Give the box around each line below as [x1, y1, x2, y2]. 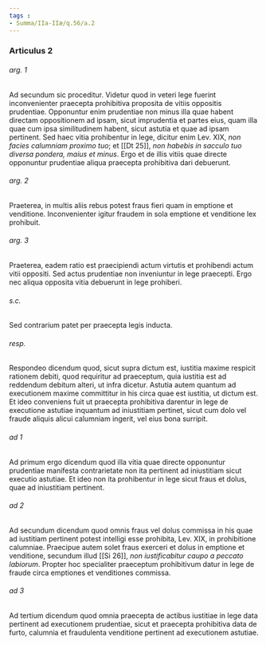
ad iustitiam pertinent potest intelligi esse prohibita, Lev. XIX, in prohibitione [9, 533, 256, 543]
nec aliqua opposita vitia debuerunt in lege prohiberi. [9, 277, 182, 287]
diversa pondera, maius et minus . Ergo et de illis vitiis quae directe [9, 149, 228, 159]
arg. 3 [9, 236, 29, 246]
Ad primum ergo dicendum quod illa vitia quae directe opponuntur [9, 457, 225, 466]
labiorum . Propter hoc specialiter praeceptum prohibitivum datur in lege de [9, 559, 255, 568]
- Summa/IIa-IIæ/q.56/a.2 [9, 19, 95, 27]
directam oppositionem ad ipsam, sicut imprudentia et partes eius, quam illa [9, 115, 258, 124]
